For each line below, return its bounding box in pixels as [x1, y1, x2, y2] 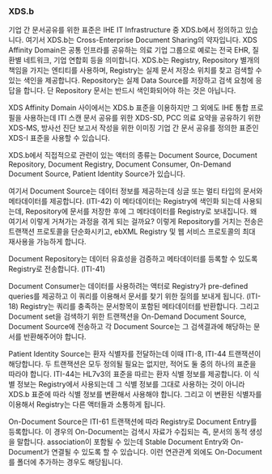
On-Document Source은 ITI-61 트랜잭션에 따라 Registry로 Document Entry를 [8, 417, 257, 426]
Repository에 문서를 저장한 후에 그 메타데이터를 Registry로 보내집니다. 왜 [25, 206, 257, 216]
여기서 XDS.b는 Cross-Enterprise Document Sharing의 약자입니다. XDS [25, 35, 257, 45]
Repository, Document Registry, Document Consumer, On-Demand [8, 159, 232, 169]
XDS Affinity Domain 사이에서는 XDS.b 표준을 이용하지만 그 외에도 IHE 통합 [8, 103, 249, 112]
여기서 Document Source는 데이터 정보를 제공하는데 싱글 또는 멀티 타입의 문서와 [8, 186, 263, 196]
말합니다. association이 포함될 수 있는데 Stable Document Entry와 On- [16, 437, 244, 446]
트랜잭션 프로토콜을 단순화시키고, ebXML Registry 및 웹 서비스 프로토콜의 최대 [8, 226, 256, 236]
